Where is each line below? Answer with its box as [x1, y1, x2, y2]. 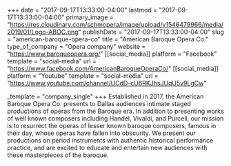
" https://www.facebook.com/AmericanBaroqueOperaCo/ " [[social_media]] [7, 65, 219, 72]
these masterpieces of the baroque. [7, 151, 109, 159]
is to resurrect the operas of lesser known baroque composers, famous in [7, 122, 217, 129]
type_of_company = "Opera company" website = [7, 43, 146, 50]
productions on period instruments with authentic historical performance [7, 136, 214, 144]
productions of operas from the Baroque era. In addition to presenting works [7, 107, 224, 115]
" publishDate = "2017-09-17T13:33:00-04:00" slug [78, 28, 224, 36]
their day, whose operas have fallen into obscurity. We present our [7, 129, 197, 137]
